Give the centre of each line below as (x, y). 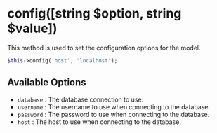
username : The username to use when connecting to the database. (114, 106)
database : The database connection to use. (80, 99)
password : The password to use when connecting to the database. (113, 114)
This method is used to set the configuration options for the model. (104, 48)
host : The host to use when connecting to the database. (99, 122)
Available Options (47, 83)
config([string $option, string (94, 14)
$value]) (32, 28)
